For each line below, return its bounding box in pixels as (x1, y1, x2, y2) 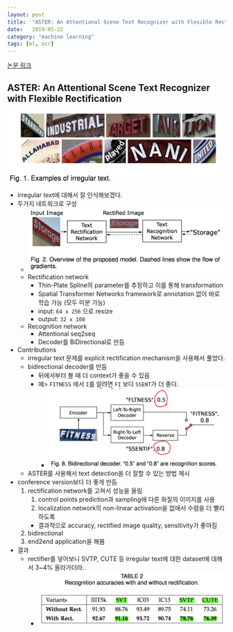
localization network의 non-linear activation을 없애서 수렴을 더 (37, 504, 212, 512)
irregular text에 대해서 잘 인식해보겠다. (17, 191, 123, 199)
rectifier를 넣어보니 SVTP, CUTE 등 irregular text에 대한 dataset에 (27, 554, 210, 563)
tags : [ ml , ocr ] (7, 40, 54, 48)
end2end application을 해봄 (27, 537, 105, 545)
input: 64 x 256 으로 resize (37, 307, 113, 315)
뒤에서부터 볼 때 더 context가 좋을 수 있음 (37, 371, 150, 379)
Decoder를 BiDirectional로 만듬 (37, 338, 125, 346)
